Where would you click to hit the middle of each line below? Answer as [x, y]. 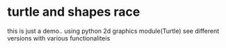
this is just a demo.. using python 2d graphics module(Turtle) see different [113, 31]
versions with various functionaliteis [59, 38]
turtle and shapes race [74, 12]
